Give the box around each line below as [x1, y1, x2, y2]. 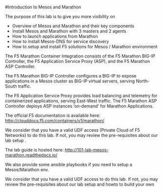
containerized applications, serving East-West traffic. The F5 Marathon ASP [5, 98, 157, 104]
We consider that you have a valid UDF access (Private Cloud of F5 [5, 127, 140, 133]
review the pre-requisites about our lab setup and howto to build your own [5, 181, 155, 187]
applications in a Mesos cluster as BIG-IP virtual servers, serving [5, 78, 135, 84]
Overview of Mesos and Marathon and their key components [12, 23, 134, 29]
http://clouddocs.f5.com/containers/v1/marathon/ [5, 118, 105, 123]
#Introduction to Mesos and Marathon [5, 4, 81, 10]
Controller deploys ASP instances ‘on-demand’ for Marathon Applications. [5, 103, 154, 109]
